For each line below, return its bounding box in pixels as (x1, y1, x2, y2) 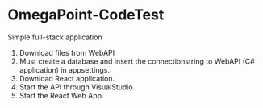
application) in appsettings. (19, 64, 111, 74)
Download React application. (19, 73, 115, 83)
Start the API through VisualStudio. (19, 82, 136, 92)
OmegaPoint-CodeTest (7, 6, 165, 24)
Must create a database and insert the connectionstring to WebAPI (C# (19, 56, 255, 66)
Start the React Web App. (19, 90, 104, 100)
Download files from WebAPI (19, 48, 115, 57)
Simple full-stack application (7, 32, 102, 42)
